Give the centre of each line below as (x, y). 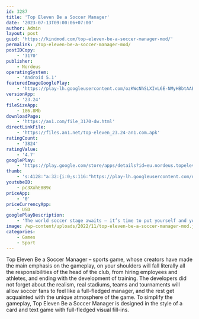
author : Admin (24, 28)
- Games (26, 237)
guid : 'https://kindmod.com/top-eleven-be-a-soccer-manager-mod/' (90, 39)
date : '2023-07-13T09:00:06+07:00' (50, 22)
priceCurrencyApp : (29, 204)
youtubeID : (20, 182)
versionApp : (21, 94)
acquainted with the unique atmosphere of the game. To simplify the (89, 297)
